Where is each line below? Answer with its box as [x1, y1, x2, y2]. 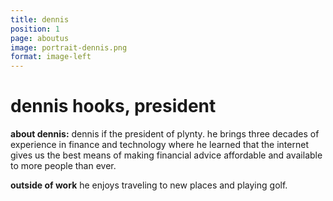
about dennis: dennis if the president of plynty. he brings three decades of [10, 128, 320, 140]
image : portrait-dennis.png [10, 42, 128, 53]
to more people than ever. [10, 160, 117, 172]
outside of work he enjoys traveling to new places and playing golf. [10, 179, 288, 191]
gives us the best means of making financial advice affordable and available [10, 149, 323, 161]
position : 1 [10, 24, 60, 34]
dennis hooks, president [10, 95, 217, 118]
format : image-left [10, 52, 92, 62]
